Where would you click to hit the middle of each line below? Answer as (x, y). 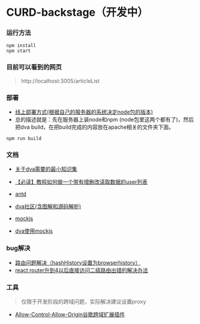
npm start (19, 51)
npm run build (24, 139)
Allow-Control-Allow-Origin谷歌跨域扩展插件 (70, 314)
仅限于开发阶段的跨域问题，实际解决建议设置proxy (83, 301)
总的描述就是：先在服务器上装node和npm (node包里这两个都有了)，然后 (104, 120)
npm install (21, 46)
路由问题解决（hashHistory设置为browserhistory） (78, 262)
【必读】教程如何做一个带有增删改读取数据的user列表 (81, 182)
